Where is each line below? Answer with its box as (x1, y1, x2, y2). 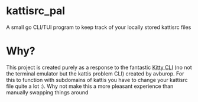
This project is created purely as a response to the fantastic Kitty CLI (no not (6, 64, 192, 71)
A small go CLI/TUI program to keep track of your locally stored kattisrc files (6, 24, 191, 31)
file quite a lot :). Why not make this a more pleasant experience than (6, 83, 174, 90)
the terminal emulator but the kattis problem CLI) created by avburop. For (6, 70, 184, 77)
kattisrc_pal (6, 4, 66, 18)
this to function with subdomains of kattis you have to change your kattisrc (6, 76, 188, 83)
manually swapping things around (6, 88, 89, 96)
